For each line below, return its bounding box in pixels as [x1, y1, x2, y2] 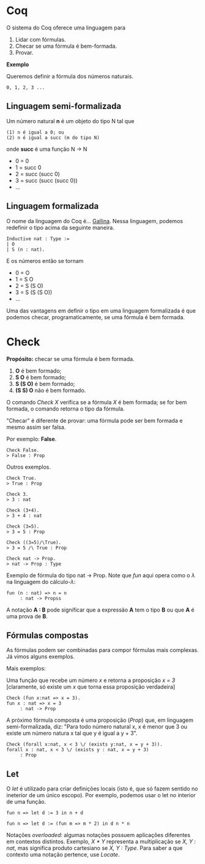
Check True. [6, 475, 37, 481]
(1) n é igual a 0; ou [6, 129, 64, 135]
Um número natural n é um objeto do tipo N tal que [6, 117, 135, 124]
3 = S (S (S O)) [15, 289, 53, 296]
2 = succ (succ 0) [15, 170, 60, 178]
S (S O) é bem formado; [15, 380, 75, 387]
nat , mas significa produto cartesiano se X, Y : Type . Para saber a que [6, 844, 183, 852]
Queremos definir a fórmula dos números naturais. [6, 72, 133, 80]
